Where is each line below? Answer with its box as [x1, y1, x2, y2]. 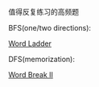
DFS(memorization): [8, 55, 75, 64]
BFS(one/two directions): [8, 23, 91, 32]
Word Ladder [8, 39, 52, 48]
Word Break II [8, 70, 54, 79]
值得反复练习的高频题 [8, 7, 79, 16]
